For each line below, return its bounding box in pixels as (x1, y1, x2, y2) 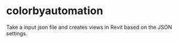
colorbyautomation (6, 4, 103, 18)
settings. (6, 29, 28, 37)
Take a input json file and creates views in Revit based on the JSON (6, 24, 172, 31)
